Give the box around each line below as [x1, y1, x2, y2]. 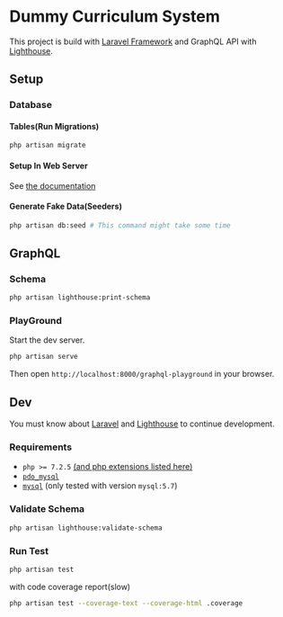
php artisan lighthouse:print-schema [9, 293, 151, 302]
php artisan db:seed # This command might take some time [9, 220, 231, 230]
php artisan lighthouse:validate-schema [9, 523, 164, 532]
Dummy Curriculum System [9, 6, 220, 27]
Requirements [9, 441, 73, 453]
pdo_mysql [22, 472, 60, 482]
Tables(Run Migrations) [9, 121, 100, 131]
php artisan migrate [9, 141, 87, 150]
